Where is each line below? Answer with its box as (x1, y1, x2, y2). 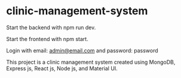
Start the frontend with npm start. (6, 35, 88, 42)
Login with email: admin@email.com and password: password (6, 46, 158, 54)
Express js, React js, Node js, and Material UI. (6, 64, 118, 72)
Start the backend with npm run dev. (6, 24, 96, 31)
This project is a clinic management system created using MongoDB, (6, 58, 176, 65)
